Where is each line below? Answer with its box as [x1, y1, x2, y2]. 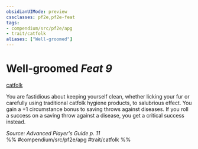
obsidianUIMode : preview [6, 8, 67, 15]
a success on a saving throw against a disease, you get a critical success [6, 112, 184, 119]
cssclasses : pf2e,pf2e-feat [6, 14, 76, 20]
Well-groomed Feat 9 [6, 62, 112, 75]
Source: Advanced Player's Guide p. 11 [6, 129, 100, 137]
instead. [6, 118, 26, 125]
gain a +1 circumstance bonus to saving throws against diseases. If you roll [6, 105, 189, 113]
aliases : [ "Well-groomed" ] [6, 36, 73, 42]
